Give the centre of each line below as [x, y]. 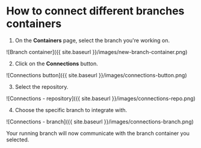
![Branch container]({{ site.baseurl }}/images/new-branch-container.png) [97, 52]
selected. [18, 140]
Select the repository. [42, 87]
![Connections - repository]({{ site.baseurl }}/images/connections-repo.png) [101, 98]
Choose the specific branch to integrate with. [71, 110]
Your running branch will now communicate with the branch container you [98, 133]
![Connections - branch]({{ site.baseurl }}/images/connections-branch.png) [100, 122]
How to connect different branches [95, 11]
